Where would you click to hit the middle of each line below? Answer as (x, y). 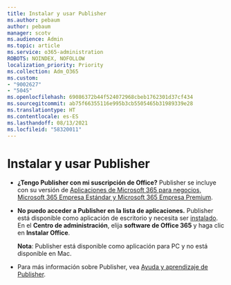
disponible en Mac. (44, 254)
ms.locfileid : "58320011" (44, 129)
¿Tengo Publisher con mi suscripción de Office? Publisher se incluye (117, 183)
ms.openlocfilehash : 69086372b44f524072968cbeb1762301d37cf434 (100, 98)
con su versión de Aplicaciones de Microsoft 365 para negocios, (109, 190)
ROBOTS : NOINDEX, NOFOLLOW (46, 59)
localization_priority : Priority (55, 65)
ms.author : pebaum (34, 20)
